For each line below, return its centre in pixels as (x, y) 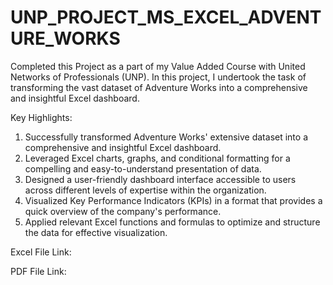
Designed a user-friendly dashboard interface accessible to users (160, 179)
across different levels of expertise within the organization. (145, 190)
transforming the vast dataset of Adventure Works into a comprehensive (159, 87)
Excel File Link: (41, 252)
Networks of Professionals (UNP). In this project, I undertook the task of (158, 77)
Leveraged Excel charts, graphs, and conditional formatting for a (157, 158)
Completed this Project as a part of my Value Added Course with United (158, 66)
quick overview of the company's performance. (123, 211)
